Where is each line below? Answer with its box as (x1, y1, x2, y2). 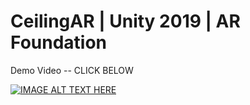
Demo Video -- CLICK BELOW (10, 64, 134, 76)
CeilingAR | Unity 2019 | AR (10, 10, 241, 33)
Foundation (10, 31, 108, 54)
